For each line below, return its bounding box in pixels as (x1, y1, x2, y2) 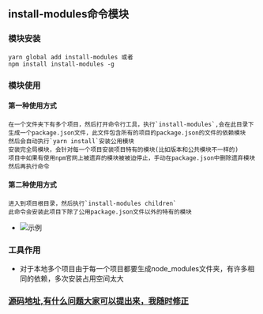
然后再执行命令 (8, 162, 50, 170)
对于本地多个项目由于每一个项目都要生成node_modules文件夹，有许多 (19, 264, 248, 274)
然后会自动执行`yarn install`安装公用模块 (8, 137, 134, 145)
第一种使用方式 (8, 101, 57, 111)
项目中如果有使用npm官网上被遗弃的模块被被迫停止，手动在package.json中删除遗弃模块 (8, 153, 255, 162)
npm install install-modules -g (8, 60, 115, 68)
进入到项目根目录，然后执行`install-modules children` (8, 200, 177, 208)
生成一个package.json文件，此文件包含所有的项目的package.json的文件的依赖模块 (8, 129, 246, 137)
